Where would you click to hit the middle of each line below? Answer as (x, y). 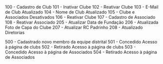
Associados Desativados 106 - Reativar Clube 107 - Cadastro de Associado (80, 17)
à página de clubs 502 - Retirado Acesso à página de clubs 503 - (71, 47)
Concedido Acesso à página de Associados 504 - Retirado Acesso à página (81, 52)
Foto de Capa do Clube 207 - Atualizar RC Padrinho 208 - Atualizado (74, 27)
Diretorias (15, 32)
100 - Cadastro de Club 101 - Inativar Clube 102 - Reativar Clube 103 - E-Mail (82, 7)
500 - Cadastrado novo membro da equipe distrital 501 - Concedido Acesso (81, 42)
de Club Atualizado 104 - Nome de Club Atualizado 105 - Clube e (70, 12)
